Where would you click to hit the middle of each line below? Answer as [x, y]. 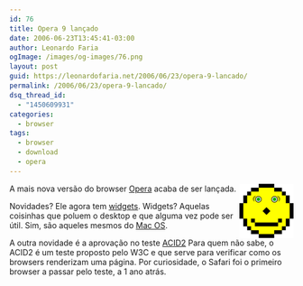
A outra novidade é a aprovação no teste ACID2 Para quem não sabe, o [142, 243]
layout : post [34, 67]
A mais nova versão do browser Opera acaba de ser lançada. [123, 189]
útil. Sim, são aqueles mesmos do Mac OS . [89, 225]
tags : [19, 134]
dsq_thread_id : [38, 95]
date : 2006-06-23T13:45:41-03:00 [72, 38]
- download [38, 152]
